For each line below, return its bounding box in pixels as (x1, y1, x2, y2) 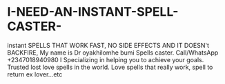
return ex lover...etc (7, 70, 63, 79)
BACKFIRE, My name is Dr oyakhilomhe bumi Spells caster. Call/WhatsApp (7, 48, 219, 57)
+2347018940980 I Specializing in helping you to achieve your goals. (7, 55, 204, 64)
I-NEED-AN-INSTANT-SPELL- (7, 4, 179, 20)
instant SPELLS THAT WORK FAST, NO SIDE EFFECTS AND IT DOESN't (7, 41, 209, 49)
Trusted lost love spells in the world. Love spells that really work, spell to (7, 63, 213, 71)
